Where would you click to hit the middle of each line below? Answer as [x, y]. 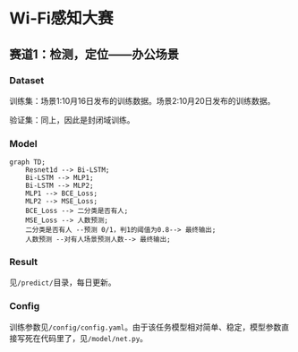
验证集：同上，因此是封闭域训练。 [72, 120]
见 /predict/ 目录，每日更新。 [63, 282]
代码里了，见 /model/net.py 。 [94, 338]
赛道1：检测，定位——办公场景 [94, 54]
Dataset [27, 80]
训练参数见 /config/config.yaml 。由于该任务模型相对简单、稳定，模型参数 [145, 327]
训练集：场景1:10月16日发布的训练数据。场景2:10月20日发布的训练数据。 [142, 100]
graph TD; [28, 162]
